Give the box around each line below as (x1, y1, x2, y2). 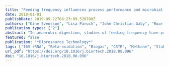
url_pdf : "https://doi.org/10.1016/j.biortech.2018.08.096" (5, 49, 134, 54)
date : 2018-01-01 (5, 12, 42, 17)
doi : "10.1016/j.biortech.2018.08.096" (5, 53, 89, 59)
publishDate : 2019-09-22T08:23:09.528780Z (5, 16, 96, 21)
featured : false (5, 35, 39, 40)
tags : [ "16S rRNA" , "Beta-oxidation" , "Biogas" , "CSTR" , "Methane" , (5, 44, 152, 49)
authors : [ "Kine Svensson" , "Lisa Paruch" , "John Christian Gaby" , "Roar (5, 21, 163, 26)
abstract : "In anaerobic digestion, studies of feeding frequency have (5, 30, 158, 35)
